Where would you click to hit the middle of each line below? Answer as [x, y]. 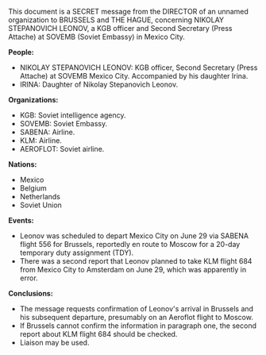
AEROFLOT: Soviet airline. [62, 149]
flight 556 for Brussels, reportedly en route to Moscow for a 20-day [130, 244]
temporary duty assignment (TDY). [77, 253]
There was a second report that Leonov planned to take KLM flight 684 [136, 261]
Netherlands [40, 197]
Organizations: [33, 100]
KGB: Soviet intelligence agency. [73, 115]
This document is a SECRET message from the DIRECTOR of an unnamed [128, 12]
